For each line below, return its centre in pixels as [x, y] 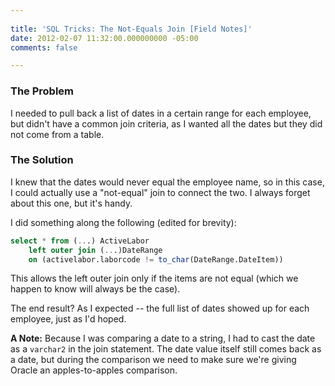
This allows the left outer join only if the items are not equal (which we [154, 278]
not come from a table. [57, 134]
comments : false [44, 47]
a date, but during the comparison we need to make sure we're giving [153, 360]
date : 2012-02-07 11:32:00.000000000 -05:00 [104, 38]
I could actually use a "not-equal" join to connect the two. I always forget [160, 192]
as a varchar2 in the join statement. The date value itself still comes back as [166, 349]
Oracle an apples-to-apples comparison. [94, 370]
